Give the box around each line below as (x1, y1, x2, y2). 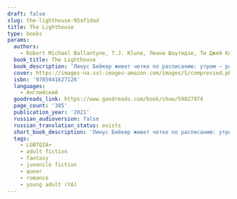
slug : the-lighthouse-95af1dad (7, 17, 99, 24)
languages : (13, 83, 46, 90)
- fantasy (20, 155, 49, 162)
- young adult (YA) (20, 181, 78, 188)
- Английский (20, 89, 59, 96)
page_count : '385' (13, 102, 68, 109)
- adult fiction (20, 148, 68, 155)
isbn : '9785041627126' (13, 76, 80, 83)
